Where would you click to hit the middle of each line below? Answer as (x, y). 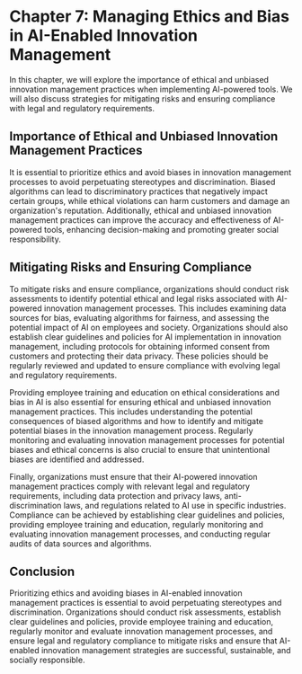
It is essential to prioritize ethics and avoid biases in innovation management (151, 172)
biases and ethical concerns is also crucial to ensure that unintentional (140, 449)
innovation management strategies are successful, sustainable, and (166, 651)
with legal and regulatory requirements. (82, 108)
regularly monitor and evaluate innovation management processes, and (141, 632)
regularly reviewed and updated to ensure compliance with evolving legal (145, 365)
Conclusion (42, 571)
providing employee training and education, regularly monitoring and (136, 524)
